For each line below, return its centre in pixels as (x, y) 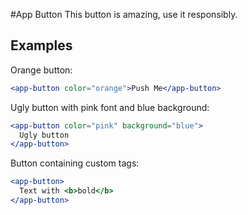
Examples (41, 45)
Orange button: (41, 70)
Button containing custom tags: (75, 163)
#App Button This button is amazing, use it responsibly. (124, 14)
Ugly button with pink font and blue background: (110, 107)
